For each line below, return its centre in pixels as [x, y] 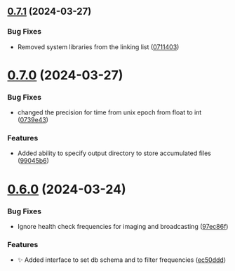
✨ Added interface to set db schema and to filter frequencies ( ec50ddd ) [122, 260]
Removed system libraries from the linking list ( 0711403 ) [98, 47]
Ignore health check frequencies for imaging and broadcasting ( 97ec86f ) [123, 226]
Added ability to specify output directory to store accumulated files [114, 153]
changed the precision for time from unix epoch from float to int [109, 112]
